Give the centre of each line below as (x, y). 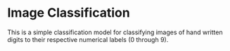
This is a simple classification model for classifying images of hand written (115, 32)
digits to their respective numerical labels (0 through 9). (88, 39)
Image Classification (69, 13)
